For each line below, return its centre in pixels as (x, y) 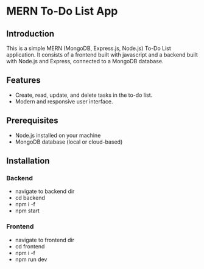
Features (23, 80)
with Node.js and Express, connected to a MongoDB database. (85, 61)
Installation (28, 161)
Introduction (30, 34)
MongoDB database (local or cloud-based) (69, 142)
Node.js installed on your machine (58, 135)
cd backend (30, 198)
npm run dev (31, 259)
